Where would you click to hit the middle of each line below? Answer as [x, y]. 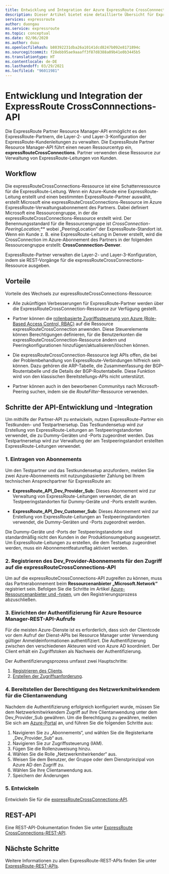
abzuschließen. [21, 599]
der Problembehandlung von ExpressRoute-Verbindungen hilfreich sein [86, 360]
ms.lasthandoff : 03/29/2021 [35, 66]
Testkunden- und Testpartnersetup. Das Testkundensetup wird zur [74, 425]
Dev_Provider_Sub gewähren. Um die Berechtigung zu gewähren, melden [81, 717]
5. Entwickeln [22, 788]
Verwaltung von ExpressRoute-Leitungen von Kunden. [61, 158]
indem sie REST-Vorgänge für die [40, 260]
